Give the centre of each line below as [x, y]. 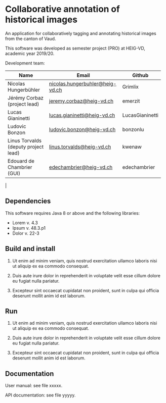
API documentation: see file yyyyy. [40, 395]
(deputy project [26, 147]
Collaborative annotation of [62, 9]
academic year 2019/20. [30, 53]
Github [140, 75]
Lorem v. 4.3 [25, 223]
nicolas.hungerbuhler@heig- [83, 84]
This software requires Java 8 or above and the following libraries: [72, 213]
